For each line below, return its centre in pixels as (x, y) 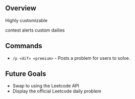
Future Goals (26, 74)
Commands (24, 46)
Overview (21, 8)
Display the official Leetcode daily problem (57, 91)
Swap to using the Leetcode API (46, 86)
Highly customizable (26, 20)
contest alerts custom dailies (35, 30)
